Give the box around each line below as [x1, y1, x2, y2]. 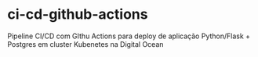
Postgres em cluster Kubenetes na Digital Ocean [7, 39, 164, 48]
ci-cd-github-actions [7, 5, 148, 23]
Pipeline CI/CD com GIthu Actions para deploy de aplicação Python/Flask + [7, 31, 251, 41]
